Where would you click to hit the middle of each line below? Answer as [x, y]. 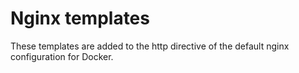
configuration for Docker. [62, 56]
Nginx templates [80, 18]
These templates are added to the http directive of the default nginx [150, 46]
